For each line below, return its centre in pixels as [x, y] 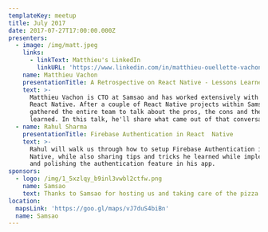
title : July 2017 [37, 23]
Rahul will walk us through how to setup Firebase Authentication [142, 149]
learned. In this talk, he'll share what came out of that [129, 120]
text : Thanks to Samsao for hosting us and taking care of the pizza [141, 193]
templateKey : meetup [43, 16]
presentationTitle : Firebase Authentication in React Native [128, 134]
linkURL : [51, 68]
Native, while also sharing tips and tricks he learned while [135, 156]
